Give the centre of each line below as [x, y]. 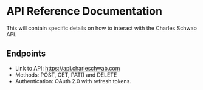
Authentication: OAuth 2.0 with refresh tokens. [73, 81]
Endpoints [26, 54]
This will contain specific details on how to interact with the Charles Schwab [102, 28]
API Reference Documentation [84, 11]
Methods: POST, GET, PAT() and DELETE [66, 75]
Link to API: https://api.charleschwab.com [67, 68]
